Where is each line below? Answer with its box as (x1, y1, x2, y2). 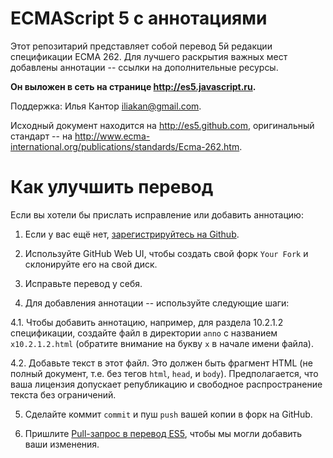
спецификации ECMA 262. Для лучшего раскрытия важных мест (10, 50, 288, 62)
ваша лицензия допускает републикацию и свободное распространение (10, 378, 323, 390)
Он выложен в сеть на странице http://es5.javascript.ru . (10, 80, 257, 92)
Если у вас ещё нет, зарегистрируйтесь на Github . (24, 228, 240, 240)
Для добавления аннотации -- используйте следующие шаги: (24, 297, 290, 309)
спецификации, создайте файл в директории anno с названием (10, 327, 278, 339)
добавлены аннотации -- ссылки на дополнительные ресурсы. (10, 61, 279, 73)
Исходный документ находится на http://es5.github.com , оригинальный (10, 119, 315, 131)
